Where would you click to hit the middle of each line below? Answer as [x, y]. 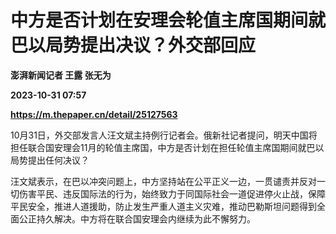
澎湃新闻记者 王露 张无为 [61, 75]
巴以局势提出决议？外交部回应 [133, 45]
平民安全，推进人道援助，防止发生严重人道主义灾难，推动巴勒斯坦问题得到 [163, 206]
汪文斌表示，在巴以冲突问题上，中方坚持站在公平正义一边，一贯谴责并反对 [163, 181]
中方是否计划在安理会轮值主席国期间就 [168, 20]
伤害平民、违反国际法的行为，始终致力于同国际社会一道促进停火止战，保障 [172, 193]
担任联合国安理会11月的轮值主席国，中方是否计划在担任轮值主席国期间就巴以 [167, 147]
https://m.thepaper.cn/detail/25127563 [94, 114]
